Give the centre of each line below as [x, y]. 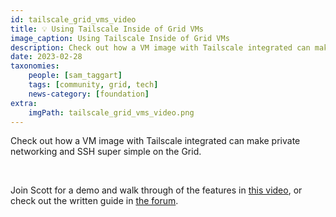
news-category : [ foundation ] [89, 94]
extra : [24, 103]
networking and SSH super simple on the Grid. [106, 152]
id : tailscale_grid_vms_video [73, 19]
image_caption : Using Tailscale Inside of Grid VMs [120, 38]
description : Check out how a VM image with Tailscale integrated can [160, 47]
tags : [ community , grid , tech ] [93, 85]
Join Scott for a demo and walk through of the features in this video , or [156, 190]
